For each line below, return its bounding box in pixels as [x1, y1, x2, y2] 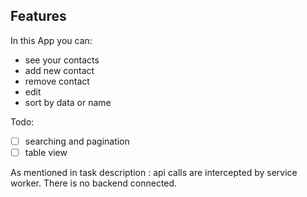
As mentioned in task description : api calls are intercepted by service [10, 166, 298, 178]
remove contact [24, 75, 90, 87]
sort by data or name [24, 96, 112, 108]
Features [10, 8, 67, 25]
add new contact [24, 64, 95, 76]
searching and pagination [24, 135, 130, 147]
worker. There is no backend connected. [10, 177, 178, 189]
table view [24, 146, 68, 158]
